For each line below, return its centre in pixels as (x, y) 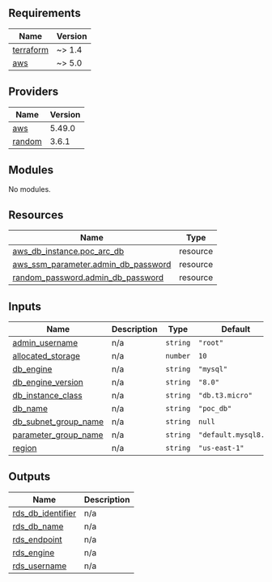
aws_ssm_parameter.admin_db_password (92, 265)
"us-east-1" (221, 448)
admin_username (45, 343)
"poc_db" (215, 409)
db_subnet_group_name (58, 422)
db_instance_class (47, 396)
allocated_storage (47, 356)
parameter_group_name (58, 435)
